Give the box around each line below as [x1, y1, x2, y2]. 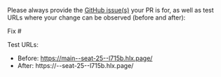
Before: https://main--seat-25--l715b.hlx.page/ [17, 54, 153, 62]
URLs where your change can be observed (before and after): [7, 13, 186, 22]
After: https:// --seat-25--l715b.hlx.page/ [17, 62, 134, 69]
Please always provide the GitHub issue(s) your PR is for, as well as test [7, 6, 214, 14]
